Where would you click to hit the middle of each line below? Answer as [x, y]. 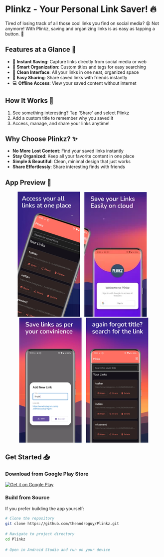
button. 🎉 [14, 34]
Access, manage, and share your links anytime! [61, 123]
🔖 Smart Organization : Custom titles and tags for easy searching [79, 67]
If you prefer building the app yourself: [45, 508]
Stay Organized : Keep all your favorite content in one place [73, 156]
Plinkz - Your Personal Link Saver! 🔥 [81, 9]
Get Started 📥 [28, 457]
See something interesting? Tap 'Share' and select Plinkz [71, 113]
